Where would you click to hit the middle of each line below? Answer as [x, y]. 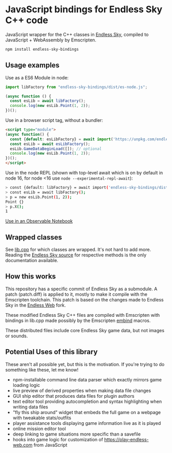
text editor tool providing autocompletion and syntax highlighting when [87, 401]
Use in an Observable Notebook [39, 221]
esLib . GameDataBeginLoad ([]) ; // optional [56, 149]
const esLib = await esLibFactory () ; [50, 144]
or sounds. [17, 336]
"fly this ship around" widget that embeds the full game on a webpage [87, 412]
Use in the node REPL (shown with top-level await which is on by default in [84, 173]
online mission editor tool [39, 428]
